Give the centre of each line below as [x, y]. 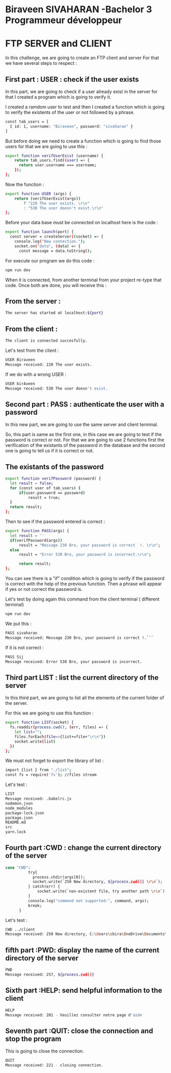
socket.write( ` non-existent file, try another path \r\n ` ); [102, 891]
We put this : [19, 624]
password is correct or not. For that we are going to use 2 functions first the [85, 440]
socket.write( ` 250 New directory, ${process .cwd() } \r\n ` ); [97, 882]
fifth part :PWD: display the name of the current [82, 950]
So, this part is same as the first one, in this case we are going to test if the [83, 435]
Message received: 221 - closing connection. [54, 1065]
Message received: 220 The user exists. [49, 364]
